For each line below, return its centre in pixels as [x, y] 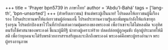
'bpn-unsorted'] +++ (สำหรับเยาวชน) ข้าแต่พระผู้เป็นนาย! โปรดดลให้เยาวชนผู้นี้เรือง [86, 13]
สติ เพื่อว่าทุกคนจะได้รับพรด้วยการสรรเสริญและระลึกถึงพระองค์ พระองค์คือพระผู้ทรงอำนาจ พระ [82, 36]
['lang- [157, 8]
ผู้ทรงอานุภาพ [16, 41]
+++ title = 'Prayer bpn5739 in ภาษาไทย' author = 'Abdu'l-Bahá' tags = [77, 8]
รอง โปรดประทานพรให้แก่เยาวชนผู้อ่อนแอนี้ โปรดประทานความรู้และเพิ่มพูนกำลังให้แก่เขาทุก [80, 19]
